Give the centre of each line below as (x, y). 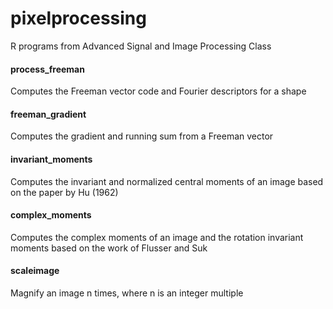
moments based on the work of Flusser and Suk (109, 248)
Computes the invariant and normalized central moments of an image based (167, 181)
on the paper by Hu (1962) (64, 192)
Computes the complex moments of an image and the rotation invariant (157, 237)
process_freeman (47, 69)
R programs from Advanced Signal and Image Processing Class (141, 46)
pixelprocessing (78, 18)
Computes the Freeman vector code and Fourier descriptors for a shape (158, 91)
